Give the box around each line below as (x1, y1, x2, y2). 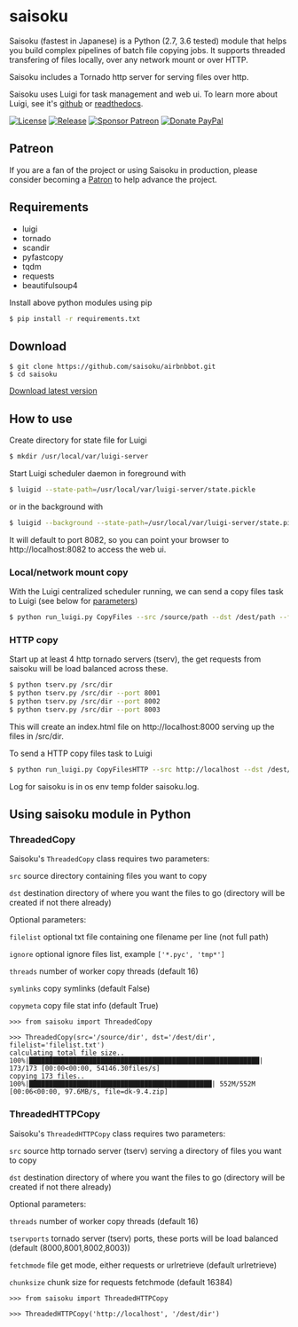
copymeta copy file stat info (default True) (9, 1001, 159, 1011)
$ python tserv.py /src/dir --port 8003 (9, 705, 161, 714)
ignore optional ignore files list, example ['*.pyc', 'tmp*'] (9, 949, 226, 960)
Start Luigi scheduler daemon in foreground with (9, 467, 186, 478)
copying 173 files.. (9, 1072, 86, 1081)
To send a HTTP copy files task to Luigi (9, 748, 153, 758)
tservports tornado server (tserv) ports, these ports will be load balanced (9, 1233, 278, 1244)
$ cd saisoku (9, 370, 58, 379)
